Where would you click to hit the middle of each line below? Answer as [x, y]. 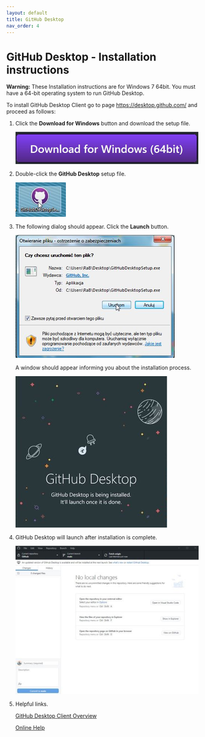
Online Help [30, 727]
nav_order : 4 [23, 26]
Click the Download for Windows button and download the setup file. [103, 124]
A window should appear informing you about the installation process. [103, 368]
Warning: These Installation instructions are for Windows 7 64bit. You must [101, 87]
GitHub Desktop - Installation [81, 57]
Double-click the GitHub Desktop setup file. [70, 174]
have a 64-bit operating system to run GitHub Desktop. [75, 93]
